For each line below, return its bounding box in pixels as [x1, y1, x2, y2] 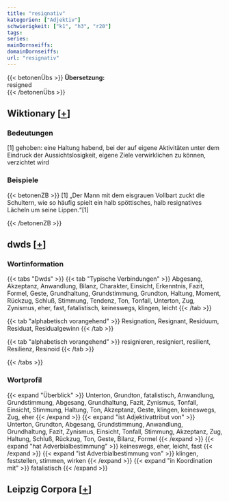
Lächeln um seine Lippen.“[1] [7, 205, 89, 214]
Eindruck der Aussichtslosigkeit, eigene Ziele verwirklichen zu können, [7, 151, 206, 160]
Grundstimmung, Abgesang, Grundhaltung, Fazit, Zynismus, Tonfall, [7, 398, 198, 406]
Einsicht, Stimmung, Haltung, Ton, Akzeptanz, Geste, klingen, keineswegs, [7, 405, 217, 414]
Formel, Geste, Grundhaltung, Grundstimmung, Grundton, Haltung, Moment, [7, 289, 221, 298]
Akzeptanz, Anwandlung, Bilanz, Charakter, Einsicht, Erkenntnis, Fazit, [7, 282, 205, 290]
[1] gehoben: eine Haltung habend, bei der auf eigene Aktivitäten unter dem [7, 144, 220, 152]
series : [7, 36, 29, 42]
